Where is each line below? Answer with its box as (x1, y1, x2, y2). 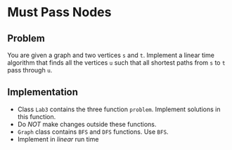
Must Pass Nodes (7, 4, 112, 20)
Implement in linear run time (17, 135, 99, 143)
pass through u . (7, 66, 53, 74)
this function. (17, 112, 56, 120)
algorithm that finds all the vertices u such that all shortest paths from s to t (7, 58, 226, 67)
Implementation (7, 86, 79, 99)
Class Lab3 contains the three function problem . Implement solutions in (17, 105, 221, 113)
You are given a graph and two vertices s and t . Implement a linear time (7, 51, 214, 59)
